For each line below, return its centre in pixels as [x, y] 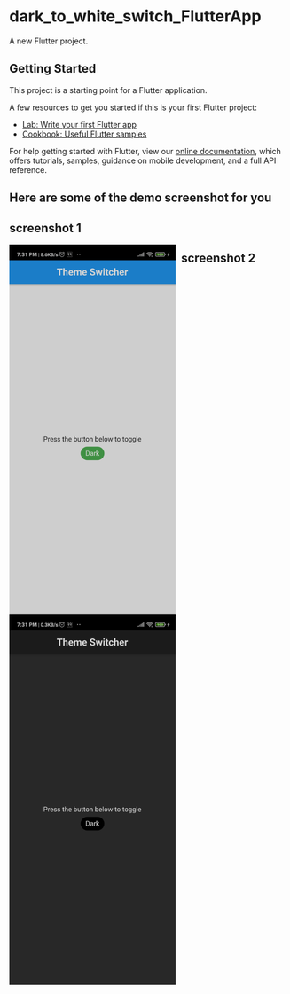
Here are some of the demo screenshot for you [141, 198]
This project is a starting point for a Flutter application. [108, 90]
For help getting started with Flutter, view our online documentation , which [145, 151]
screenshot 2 [218, 258]
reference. [28, 169]
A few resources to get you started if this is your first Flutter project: [133, 107]
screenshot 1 [45, 228]
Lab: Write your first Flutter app [79, 124]
